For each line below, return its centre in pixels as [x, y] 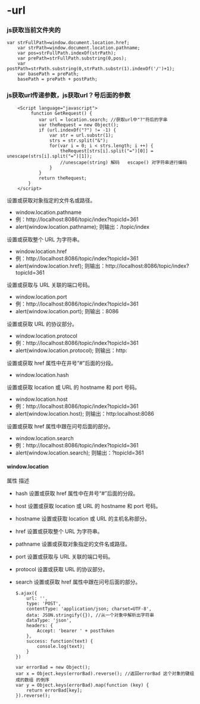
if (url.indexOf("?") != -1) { [77, 130]
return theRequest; [62, 178]
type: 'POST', [44, 603]
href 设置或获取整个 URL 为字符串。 [59, 531]
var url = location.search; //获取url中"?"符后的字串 [103, 120]
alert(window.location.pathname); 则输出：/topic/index [82, 226]
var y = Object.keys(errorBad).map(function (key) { [82, 685]
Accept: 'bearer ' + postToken [76, 631]
